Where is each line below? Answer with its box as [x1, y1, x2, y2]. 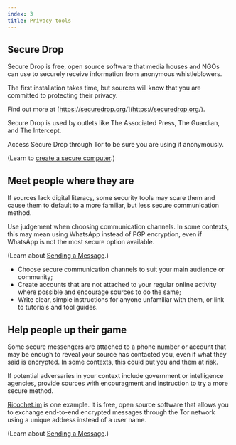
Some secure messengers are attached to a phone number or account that [7, 342, 226, 351]
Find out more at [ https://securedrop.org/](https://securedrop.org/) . [7, 105, 205, 114]
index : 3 [7, 10, 33, 18]
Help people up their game [7, 323, 127, 335]
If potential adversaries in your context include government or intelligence [7, 371, 224, 379]
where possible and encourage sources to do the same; [17, 288, 181, 296]
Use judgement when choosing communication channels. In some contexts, [7, 222, 230, 231]
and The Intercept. [7, 126, 62, 135]
